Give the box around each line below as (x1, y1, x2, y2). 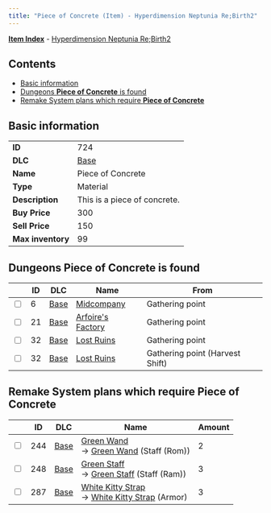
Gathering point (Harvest (146, 348, 241, 359)
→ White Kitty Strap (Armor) (81, 491, 188, 503)
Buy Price (12, 207, 51, 218)
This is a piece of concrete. (77, 194, 180, 205)
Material (77, 181, 109, 192)
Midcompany (75, 299, 127, 310)
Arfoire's (75, 312, 109, 323)
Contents (8, 57, 56, 71)
